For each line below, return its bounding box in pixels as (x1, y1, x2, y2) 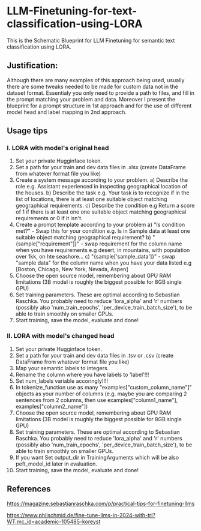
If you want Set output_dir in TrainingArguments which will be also (15, 454, 179, 461)
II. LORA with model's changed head (7, 332, 115, 340)
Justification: (7, 61, 58, 71)
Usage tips (7, 126, 48, 136)
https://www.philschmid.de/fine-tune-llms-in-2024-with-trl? (7, 511, 155, 518)
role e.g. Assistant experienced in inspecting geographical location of (15, 183, 188, 190)
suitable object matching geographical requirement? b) (15, 234, 152, 241)
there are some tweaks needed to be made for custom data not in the (7, 83, 179, 90)
